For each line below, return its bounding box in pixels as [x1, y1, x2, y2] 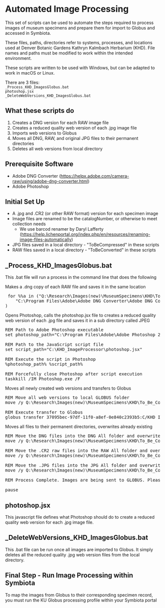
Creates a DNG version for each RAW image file [12, 119, 109, 126]
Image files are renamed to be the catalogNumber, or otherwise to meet [12, 216, 158, 222]
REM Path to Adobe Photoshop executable [5, 327, 104, 333]
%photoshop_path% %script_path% [5, 362, 83, 367]
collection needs [12, 221, 46, 227]
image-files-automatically [19, 237, 72, 242]
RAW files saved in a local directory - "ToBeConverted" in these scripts [12, 247, 156, 253]
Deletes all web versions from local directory [12, 146, 103, 152]
